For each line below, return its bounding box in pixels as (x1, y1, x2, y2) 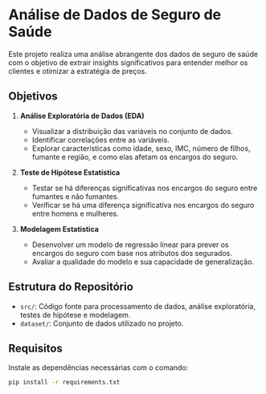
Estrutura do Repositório (8, 280, 134, 294)
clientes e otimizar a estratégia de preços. (8, 66, 147, 75)
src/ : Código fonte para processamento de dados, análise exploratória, (19, 301, 256, 311)
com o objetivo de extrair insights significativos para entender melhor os (8, 58, 248, 67)
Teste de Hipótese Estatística (19, 167, 121, 177)
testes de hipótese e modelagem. (19, 310, 131, 319)
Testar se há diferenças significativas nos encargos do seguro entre (31, 183, 258, 193)
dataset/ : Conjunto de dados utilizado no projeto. (19, 319, 184, 328)
